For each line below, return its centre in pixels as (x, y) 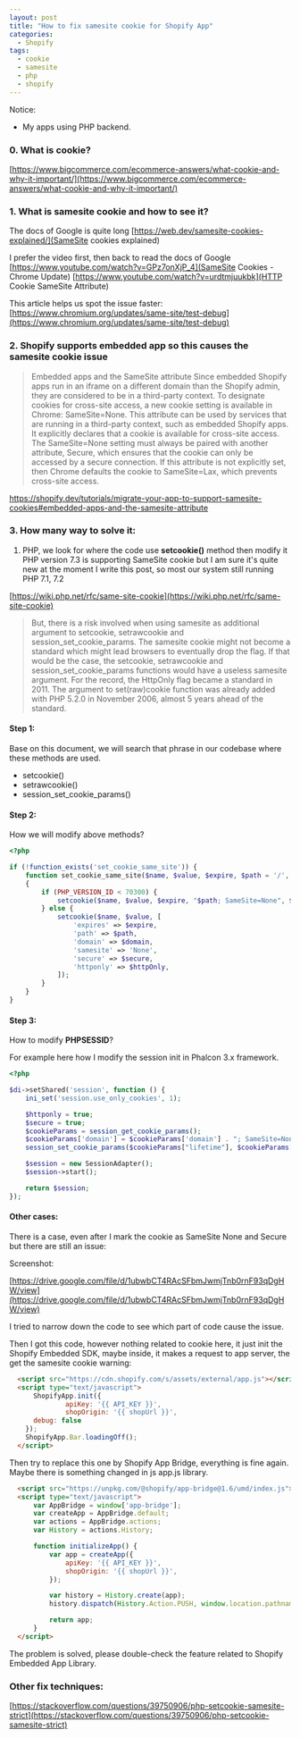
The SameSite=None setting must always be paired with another (150, 442)
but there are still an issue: (58, 1246)
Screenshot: (32, 1263)
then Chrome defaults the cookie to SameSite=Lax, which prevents (154, 471)
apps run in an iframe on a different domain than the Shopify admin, (156, 386)
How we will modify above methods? (77, 835)
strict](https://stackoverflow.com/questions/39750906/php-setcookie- (139, 1716)
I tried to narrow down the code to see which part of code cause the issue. (146, 1326)
